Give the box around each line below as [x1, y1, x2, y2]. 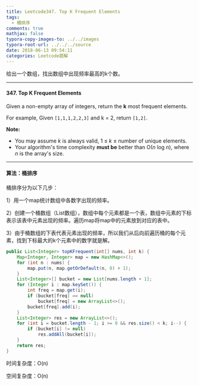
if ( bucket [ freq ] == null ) [27, 293, 94, 299]
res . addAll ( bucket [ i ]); [37, 332, 97, 337]
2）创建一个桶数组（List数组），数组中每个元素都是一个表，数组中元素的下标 [6, 209, 192, 217]
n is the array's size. [14, 150, 64, 157]
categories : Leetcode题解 [6, 53, 68, 59]
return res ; [17, 342, 46, 348]
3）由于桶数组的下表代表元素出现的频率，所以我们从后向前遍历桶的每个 [6, 229, 181, 236]
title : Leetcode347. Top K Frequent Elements [6, 8, 120, 15]
